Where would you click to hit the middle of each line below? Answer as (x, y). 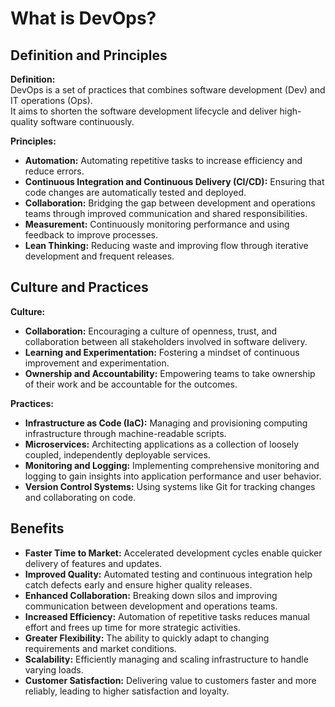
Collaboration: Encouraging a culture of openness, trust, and (151, 331)
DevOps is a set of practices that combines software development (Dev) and (168, 90)
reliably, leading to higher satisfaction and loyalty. (127, 691)
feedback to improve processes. (91, 235)
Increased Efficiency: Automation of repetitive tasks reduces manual (167, 616)
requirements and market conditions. (100, 648)
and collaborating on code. (80, 497)
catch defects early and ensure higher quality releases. (138, 584)
